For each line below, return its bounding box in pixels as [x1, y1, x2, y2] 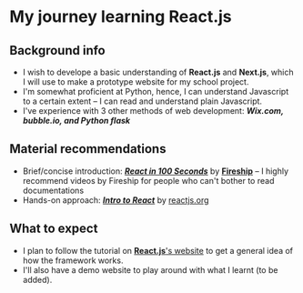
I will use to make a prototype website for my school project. [22, 76, 249, 87]
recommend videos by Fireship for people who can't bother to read [22, 175, 275, 186]
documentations [22, 185, 85, 196]
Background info [9, 43, 106, 58]
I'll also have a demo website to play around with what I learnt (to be [22, 264, 278, 275]
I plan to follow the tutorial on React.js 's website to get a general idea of [22, 245, 294, 256]
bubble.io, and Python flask [22, 116, 130, 126]
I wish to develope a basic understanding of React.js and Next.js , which [22, 66, 294, 77]
